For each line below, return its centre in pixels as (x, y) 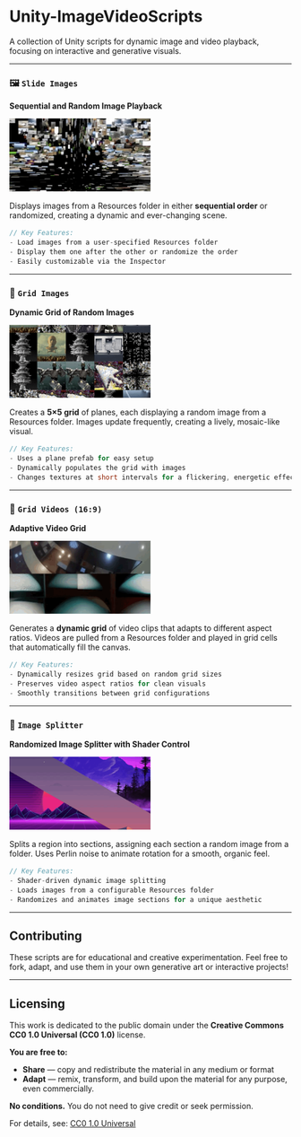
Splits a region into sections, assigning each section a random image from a (149, 844)
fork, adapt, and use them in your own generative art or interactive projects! (149, 967)
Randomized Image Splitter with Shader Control (100, 744)
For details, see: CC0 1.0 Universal (73, 1124)
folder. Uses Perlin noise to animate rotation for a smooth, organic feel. (140, 853)
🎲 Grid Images (39, 293)
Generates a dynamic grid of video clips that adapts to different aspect (141, 628)
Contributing (46, 936)
